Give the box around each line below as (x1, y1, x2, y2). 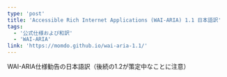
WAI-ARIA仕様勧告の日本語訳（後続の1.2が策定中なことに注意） (7, 62, 190, 70)
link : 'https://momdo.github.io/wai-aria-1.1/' (7, 42, 148, 49)
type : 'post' (7, 10, 45, 17)
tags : (7, 23, 23, 30)
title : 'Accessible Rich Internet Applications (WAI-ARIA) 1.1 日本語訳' (7, 17, 221, 24)
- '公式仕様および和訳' (13, 29, 73, 37)
